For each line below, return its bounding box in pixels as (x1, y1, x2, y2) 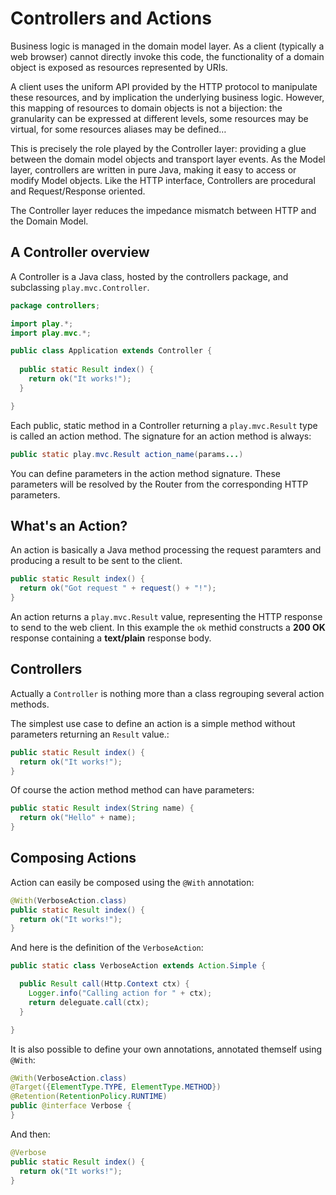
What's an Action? (10, 517, 128, 534)
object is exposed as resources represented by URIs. (10, 61, 228, 73)
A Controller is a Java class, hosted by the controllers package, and (10, 270, 289, 282)
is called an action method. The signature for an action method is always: (10, 430, 312, 442)
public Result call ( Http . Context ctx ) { (19, 979, 190, 989)
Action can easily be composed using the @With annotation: (10, 876, 255, 888)
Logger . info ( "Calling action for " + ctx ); (28, 988, 213, 999)
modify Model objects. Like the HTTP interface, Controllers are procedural (10, 174, 316, 186)
